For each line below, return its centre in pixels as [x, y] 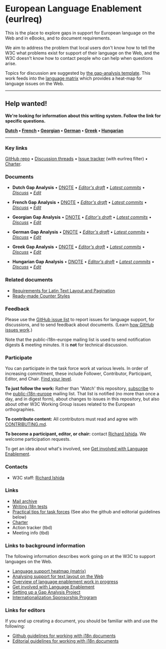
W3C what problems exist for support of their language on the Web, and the [82, 53]
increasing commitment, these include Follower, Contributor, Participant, [79, 373]
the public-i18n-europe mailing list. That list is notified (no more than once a [82, 394]
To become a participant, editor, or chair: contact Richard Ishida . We [76, 434]
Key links [16, 148]
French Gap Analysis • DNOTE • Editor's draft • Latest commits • [80, 202]
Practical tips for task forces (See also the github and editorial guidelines [86, 511]
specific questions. [25, 121]
